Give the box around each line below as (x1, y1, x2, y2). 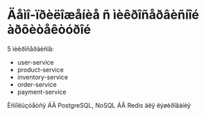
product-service (17, 65, 64, 74)
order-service (17, 80, 57, 88)
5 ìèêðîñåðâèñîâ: (7, 44, 54, 53)
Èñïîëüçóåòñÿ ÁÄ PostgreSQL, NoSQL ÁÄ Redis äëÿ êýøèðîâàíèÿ (7, 101, 191, 109)
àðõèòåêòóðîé (7, 22, 92, 38)
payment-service (17, 88, 67, 96)
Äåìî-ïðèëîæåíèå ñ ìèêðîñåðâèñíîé (7, 7, 200, 23)
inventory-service (17, 73, 68, 81)
